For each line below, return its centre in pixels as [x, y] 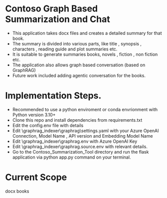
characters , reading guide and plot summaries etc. [65, 49]
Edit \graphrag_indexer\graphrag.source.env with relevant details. [80, 146]
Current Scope [36, 177]
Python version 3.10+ [34, 115]
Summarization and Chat [58, 19]
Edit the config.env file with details [48, 125]
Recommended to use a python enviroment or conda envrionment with [85, 109]
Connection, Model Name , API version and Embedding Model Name [83, 136]
